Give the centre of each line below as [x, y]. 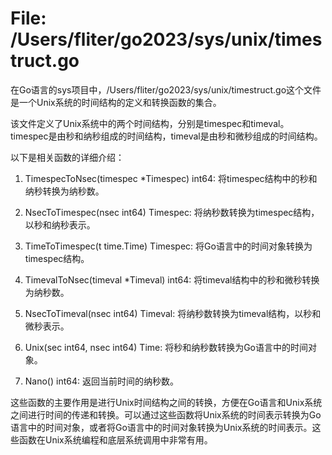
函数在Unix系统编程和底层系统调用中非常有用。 [115, 439]
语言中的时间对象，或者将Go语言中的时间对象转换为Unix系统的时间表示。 [161, 427]
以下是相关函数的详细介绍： [67, 157]
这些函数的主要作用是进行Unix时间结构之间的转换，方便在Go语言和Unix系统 [166, 402]
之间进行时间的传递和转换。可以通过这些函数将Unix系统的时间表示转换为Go [166, 414]
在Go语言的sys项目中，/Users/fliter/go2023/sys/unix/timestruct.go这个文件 [166, 89]
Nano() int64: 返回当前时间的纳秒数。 [101, 381]
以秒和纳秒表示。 [60, 224]
